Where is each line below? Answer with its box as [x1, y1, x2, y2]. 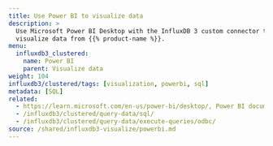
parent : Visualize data [23, 65, 104, 73]
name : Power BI [23, 58, 75, 66]
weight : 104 [8, 72, 49, 80]
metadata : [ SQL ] [8, 87, 63, 96]
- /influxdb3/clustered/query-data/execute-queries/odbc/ [15, 118, 217, 126]
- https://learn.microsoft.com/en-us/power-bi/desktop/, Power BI [15, 102, 245, 110]
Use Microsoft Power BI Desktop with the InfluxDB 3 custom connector [15, 27, 260, 35]
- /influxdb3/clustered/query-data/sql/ [15, 110, 154, 118]
